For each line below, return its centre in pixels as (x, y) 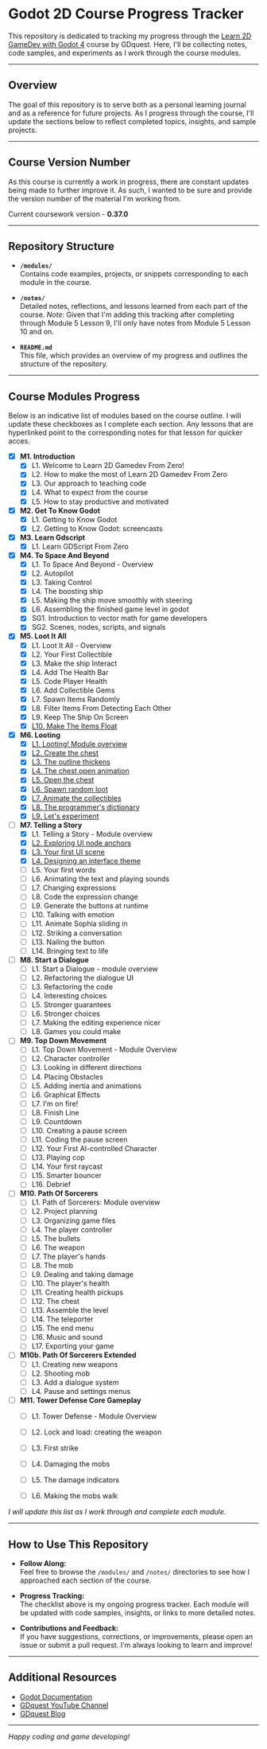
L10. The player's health (70, 1283)
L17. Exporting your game (73, 1346)
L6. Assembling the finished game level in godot (110, 609)
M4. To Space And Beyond (64, 555)
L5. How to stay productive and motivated (100, 502)
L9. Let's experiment (65, 816)
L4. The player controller (72, 1229)
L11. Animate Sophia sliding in (80, 923)
